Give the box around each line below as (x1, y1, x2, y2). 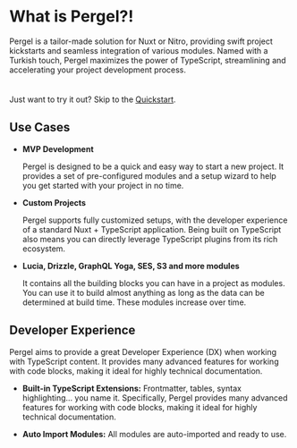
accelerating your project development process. (9, 64, 186, 75)
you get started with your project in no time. (21, 180, 184, 190)
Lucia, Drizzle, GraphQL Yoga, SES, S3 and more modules (21, 260, 240, 271)
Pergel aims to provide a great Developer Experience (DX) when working (9, 346, 277, 357)
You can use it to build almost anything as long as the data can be (21, 287, 266, 298)
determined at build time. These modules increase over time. (21, 297, 247, 308)
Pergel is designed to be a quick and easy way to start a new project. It (21, 161, 284, 172)
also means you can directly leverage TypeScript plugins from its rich (21, 233, 278, 244)
